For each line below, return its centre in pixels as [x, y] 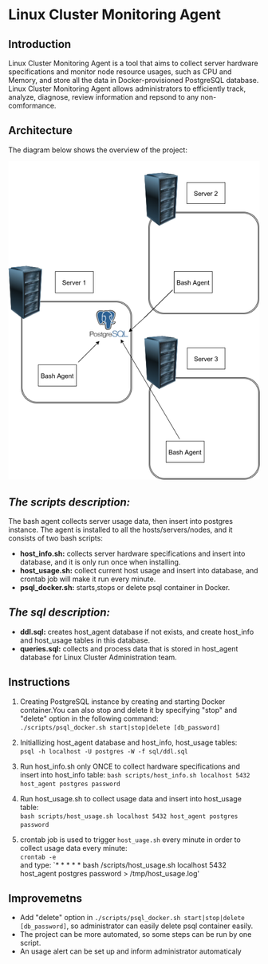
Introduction [40, 44]
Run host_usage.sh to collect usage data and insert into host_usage [130, 798]
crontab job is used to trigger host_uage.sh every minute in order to [130, 840]
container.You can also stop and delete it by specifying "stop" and [128, 710]
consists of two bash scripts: [56, 538]
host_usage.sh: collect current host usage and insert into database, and [139, 570]
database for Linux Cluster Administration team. [98, 657]
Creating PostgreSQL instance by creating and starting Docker [122, 701]
